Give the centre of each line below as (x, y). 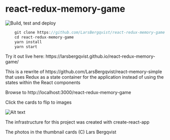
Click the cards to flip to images (39, 102)
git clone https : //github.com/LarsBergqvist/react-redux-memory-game (90, 32)
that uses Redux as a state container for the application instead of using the (84, 77)
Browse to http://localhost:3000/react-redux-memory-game (68, 92)
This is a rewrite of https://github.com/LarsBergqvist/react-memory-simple (84, 72)
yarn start (26, 46)
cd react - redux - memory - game (44, 37)
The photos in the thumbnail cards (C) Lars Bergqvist (61, 132)
